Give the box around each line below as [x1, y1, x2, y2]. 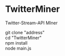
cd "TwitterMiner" [5, 35, 42, 41]
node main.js [5, 45, 31, 51]
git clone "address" [5, 29, 45, 35]
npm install [5, 40, 28, 46]
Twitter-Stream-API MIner [5, 20, 58, 26]
